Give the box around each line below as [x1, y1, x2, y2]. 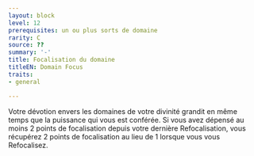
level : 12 [8, 19, 41, 27]
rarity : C [8, 33, 41, 42]
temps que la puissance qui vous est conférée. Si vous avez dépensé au [8, 115, 244, 124]
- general [8, 78, 41, 86]
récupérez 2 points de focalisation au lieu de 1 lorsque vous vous [8, 131, 221, 141]
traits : [8, 70, 34, 78]
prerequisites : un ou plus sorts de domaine [8, 26, 158, 34]
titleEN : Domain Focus [8, 63, 83, 71]
